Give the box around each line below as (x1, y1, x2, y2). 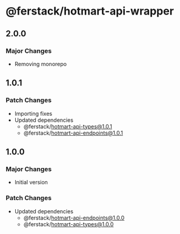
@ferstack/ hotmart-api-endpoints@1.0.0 (23, 214, 125, 221)
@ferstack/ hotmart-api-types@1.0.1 (23, 122, 113, 130)
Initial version (14, 179, 48, 186)
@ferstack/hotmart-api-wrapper (5, 4, 174, 18)
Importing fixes (14, 110, 53, 117)
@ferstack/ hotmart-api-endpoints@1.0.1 (23, 129, 124, 136)
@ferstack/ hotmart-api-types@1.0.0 (23, 220, 114, 228)
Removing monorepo (14, 60, 67, 67)
